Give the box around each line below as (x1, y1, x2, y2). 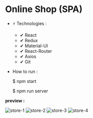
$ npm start (12, 78, 36, 84)
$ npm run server (12, 88, 48, 94)
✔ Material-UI (19, 43, 48, 49)
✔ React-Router (19, 48, 52, 54)
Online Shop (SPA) (5, 4, 83, 15)
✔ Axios (19, 53, 36, 59)
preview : (5, 97, 25, 103)
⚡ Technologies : (12, 20, 47, 26)
